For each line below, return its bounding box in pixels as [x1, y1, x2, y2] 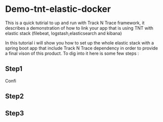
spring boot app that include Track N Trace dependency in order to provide [5, 45, 158, 51]
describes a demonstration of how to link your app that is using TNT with [5, 25, 154, 31]
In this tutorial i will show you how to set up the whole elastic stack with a [5, 40, 154, 45]
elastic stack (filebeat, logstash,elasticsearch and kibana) [5, 30, 122, 36]
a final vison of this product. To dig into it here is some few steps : [5, 50, 139, 56]
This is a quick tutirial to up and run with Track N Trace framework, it [5, 20, 145, 26]
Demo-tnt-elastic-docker [5, 3, 111, 15]
